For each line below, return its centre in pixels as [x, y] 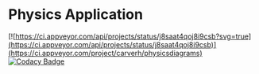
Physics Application [75, 15]
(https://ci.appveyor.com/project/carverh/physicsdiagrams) [105, 53]
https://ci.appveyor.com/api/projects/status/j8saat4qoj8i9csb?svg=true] [133, 36]
